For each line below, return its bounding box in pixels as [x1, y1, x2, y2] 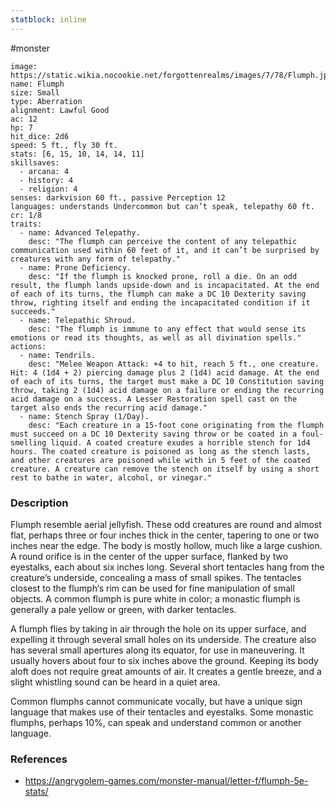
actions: [10, 341, 47, 351]
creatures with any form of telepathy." [10, 254, 182, 264]
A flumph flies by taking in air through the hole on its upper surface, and [10, 622, 307, 635]
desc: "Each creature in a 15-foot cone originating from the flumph [28, 420, 325, 430]
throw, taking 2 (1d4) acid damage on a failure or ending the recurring [10, 385, 325, 395]
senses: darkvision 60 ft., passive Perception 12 [10, 192, 226, 203]
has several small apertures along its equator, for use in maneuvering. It [10, 644, 305, 656]
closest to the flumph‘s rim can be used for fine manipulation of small [10, 582, 295, 594]
